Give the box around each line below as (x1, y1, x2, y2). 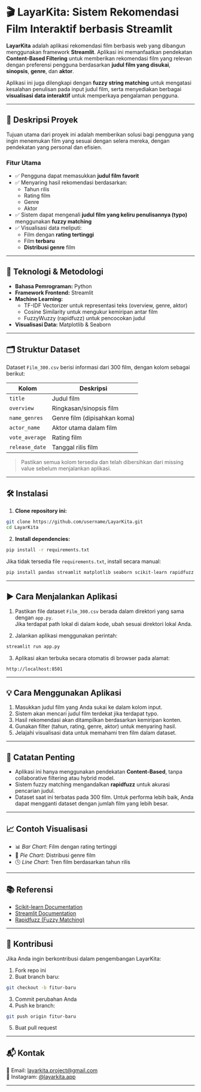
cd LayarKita (6, 525, 39, 531)
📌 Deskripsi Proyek (6, 115, 78, 125)
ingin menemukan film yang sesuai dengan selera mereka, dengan (6, 137, 170, 145)
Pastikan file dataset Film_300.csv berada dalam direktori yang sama (14, 607, 184, 615)
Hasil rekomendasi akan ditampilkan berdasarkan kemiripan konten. (14, 717, 182, 724)
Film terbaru (23, 237, 55, 245)
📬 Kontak (6, 1048, 45, 1058)
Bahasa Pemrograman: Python (14, 282, 92, 290)
